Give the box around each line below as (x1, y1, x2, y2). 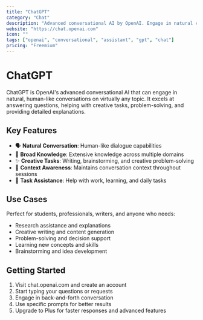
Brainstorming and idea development (14, 247, 108, 255)
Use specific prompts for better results (14, 301, 112, 308)
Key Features (6, 125, 57, 136)
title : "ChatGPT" (6, 8, 50, 15)
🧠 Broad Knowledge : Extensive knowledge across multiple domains (14, 151, 184, 158)
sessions (14, 170, 37, 177)
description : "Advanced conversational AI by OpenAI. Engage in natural (6, 20, 193, 26)
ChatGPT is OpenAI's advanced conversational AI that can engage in (6, 88, 178, 96)
